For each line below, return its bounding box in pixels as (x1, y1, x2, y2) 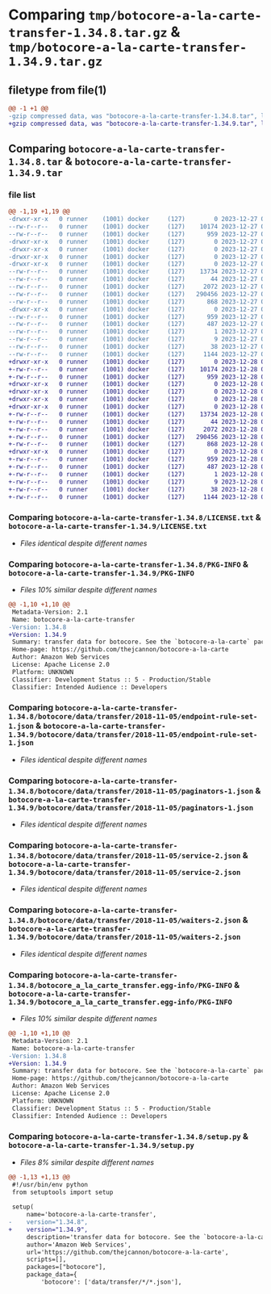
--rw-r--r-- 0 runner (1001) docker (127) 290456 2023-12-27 (8, 290, 258, 298)
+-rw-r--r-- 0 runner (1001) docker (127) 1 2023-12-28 (8, 470, 258, 478)
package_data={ (26, 1271, 78, 1279)
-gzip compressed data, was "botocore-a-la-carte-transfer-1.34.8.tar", (8, 111, 258, 120)
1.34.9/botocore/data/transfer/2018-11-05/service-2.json (8, 868, 241, 877)
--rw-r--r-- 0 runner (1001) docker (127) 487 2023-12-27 (8, 320, 258, 329)
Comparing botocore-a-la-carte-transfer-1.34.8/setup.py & (8, 1131, 248, 1142)
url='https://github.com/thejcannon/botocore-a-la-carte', (26, 1248, 229, 1256)
